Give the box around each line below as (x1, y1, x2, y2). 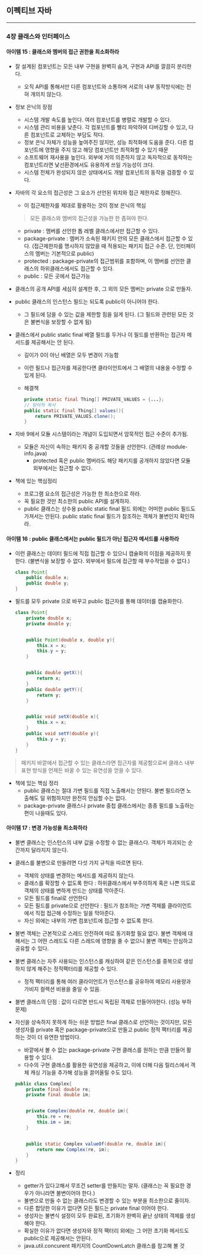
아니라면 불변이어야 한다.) (35, 1189, 95, 1197)
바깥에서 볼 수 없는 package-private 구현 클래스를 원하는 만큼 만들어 (23, 1046, 185, 1054)
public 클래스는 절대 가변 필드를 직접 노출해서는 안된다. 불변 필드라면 (23, 787, 185, 794)
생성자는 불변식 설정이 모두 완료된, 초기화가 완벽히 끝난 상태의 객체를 (23, 1212, 185, 1220)
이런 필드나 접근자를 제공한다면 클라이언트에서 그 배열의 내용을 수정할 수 (23, 364, 193, 371)
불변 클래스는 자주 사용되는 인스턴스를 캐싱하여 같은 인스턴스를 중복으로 (14, 957, 182, 965)
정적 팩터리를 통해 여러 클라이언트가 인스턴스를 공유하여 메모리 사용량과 (23, 978, 191, 985)
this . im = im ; (37, 1119, 72, 1126)
